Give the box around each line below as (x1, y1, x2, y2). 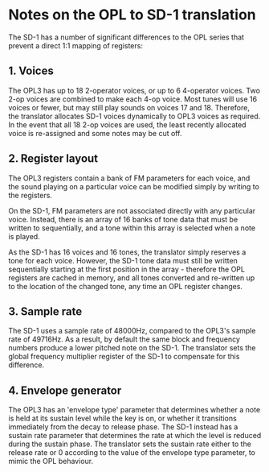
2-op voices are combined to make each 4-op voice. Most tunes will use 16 (8, 94, 258, 104)
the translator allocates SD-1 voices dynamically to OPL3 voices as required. (8, 111, 261, 121)
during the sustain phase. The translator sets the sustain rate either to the (8, 439, 251, 449)
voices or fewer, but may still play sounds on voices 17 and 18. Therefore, (8, 102, 251, 112)
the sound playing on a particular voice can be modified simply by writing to (8, 181, 259, 191)
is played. (8, 231, 40, 241)
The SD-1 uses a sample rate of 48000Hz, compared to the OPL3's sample (8, 326, 256, 336)
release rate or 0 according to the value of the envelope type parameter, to (8, 448, 255, 458)
